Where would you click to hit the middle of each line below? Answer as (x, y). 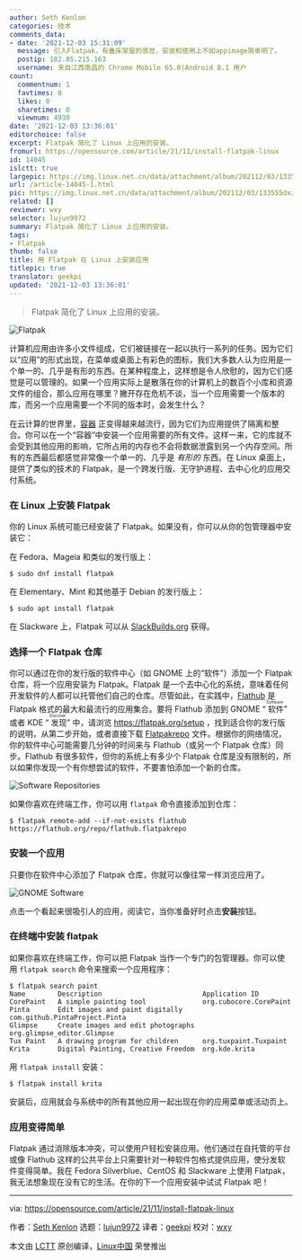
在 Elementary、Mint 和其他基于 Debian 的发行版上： (107, 591)
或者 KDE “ (29, 723)
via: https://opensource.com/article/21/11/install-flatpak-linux (122, 1209)
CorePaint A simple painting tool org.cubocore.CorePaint (151, 1002)
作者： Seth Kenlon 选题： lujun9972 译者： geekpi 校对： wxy (120, 1227)
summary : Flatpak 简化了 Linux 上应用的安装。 (91, 226)
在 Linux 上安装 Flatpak (60, 505)
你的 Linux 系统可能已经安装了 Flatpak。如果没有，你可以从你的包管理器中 (147, 526)
